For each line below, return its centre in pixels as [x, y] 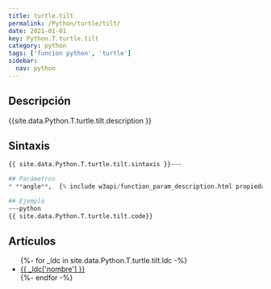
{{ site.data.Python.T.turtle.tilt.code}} [81, 216]
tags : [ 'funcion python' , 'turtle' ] [70, 53]
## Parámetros [32, 179]
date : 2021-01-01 [38, 31]
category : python [38, 46]
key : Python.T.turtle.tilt [54, 38]
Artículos [32, 242]
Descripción [40, 101]
